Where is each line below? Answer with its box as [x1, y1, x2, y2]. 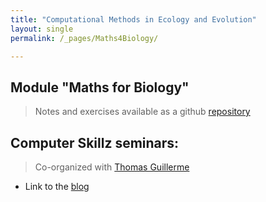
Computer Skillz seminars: [10, 134, 180, 151]
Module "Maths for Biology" [10, 79, 190, 96]
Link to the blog [24, 181, 90, 192]
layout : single [10, 24, 74, 34]
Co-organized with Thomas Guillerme [34, 161, 190, 173]
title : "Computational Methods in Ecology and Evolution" [10, 14, 257, 25]
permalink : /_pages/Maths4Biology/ [10, 33, 159, 43]
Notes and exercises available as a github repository [34, 106, 251, 118]
